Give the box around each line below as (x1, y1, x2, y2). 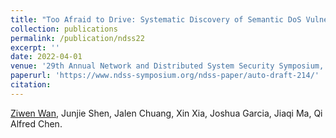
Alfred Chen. (10, 117, 63, 130)
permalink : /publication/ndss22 (10, 33, 145, 43)
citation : (10, 80, 52, 90)
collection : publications (10, 24, 118, 34)
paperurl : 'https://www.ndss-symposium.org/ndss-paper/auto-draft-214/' (10, 71, 320, 81)
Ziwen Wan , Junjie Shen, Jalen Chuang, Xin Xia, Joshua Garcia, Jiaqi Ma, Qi (10, 107, 323, 119)
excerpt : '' (10, 42, 60, 53)
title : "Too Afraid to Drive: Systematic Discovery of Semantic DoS (10, 14, 302, 25)
